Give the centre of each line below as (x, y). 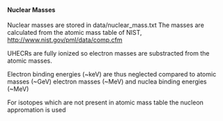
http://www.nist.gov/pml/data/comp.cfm (65, 40)
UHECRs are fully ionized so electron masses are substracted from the (108, 54)
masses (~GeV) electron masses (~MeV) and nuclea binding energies (107, 82)
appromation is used (37, 110)
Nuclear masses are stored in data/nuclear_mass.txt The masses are (106, 25)
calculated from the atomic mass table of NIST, (75, 33)
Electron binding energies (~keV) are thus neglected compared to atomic (112, 74)
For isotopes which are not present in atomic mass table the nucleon (106, 103)
